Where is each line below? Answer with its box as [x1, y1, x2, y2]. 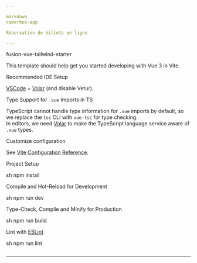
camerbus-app [6, 19, 38, 25]
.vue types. [6, 127, 33, 134]
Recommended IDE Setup [6, 74, 69, 81]
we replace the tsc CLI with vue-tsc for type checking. [6, 114, 138, 121]
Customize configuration [6, 138, 66, 145]
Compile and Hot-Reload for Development [6, 183, 107, 190]
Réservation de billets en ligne [6, 30, 88, 36]
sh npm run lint [6, 240, 43, 247]
